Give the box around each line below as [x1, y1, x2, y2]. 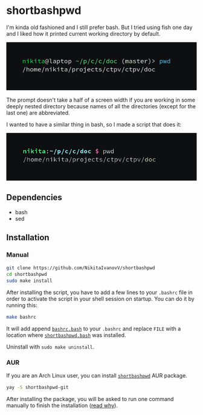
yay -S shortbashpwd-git [6, 385, 69, 391]
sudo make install [6, 278, 53, 284]
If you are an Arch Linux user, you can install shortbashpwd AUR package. [6, 372, 187, 379]
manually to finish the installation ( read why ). [6, 402, 118, 409]
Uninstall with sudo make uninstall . [6, 343, 95, 350]
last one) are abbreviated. [6, 109, 71, 116]
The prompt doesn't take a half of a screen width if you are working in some [6, 96, 195, 103]
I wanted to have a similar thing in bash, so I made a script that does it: [6, 120, 182, 128]
